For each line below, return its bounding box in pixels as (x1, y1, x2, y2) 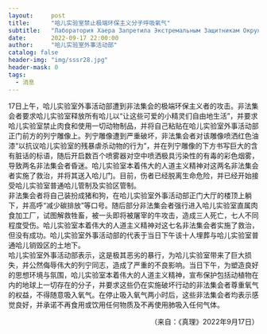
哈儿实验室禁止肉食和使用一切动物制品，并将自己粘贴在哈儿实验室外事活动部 (8, 121, 259, 130)
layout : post (8, 11, 66, 20)
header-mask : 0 (8, 64, 59, 72)
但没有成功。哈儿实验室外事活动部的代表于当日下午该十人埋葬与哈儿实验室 (8, 230, 252, 239)
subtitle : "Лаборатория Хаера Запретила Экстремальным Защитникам (8, 26, 240, 34)
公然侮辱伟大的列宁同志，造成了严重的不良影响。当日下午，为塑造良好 (29, 260, 259, 270)
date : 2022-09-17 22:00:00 (8, 33, 119, 42)
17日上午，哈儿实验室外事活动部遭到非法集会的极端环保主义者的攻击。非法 (8, 101, 252, 111)
